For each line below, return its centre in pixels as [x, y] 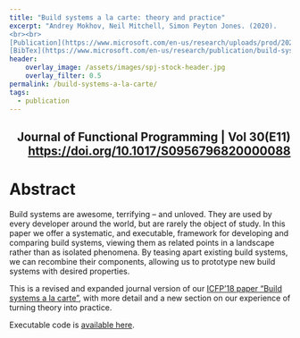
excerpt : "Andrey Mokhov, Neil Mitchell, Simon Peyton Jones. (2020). [143, 26]
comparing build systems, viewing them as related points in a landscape [142, 242]
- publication [43, 101]
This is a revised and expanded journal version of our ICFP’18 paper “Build [146, 288]
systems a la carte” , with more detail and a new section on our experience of [150, 298]
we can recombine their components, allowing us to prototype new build [142, 261]
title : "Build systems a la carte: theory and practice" [117, 17]
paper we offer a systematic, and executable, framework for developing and [149, 232]
